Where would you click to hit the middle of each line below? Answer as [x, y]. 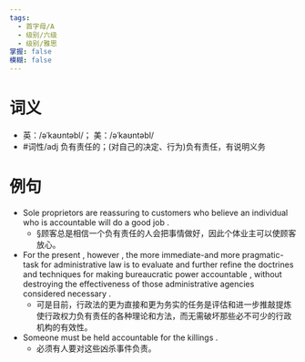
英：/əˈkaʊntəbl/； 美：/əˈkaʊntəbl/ [88, 135]
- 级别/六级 [37, 35]
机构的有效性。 [64, 327]
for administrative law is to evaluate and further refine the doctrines [167, 264]
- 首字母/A [36, 26]
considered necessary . [67, 294]
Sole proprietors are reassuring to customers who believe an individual [155, 212]
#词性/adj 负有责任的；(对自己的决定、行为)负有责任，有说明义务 [144, 146]
